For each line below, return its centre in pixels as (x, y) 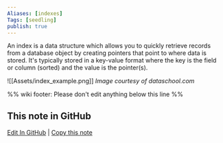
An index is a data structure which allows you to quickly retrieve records (109, 46)
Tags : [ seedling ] (32, 20)
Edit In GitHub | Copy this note (50, 133)
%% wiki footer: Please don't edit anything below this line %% (95, 94)
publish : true (27, 26)
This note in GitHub (49, 116)
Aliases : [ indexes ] (35, 13)
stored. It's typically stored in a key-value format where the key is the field (112, 60)
